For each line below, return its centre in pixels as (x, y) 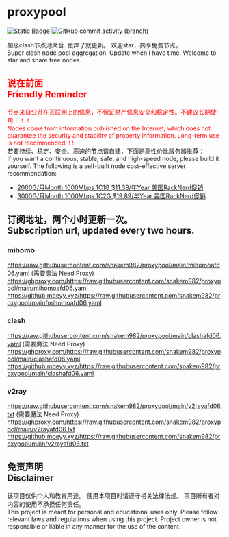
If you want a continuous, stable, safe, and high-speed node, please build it (113, 158)
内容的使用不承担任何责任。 (46, 504)
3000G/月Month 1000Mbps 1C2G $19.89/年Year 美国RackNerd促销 (111, 195)
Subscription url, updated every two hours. (101, 231)
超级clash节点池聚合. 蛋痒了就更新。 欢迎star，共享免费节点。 (94, 45)
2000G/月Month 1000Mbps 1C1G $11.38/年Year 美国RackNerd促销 (110, 187)
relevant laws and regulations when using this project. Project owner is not (112, 519)
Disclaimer (30, 478)
